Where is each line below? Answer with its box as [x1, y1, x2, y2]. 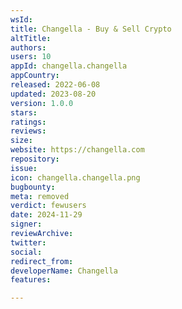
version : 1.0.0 [10, 98, 74, 108]
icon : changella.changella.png [10, 172, 141, 183]
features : [10, 275, 52, 285]
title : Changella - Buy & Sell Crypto [10, 24, 172, 34]
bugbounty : [10, 182, 56, 192]
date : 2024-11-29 [10, 210, 83, 220]
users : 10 [10, 52, 52, 62]
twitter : [10, 237, 47, 248]
